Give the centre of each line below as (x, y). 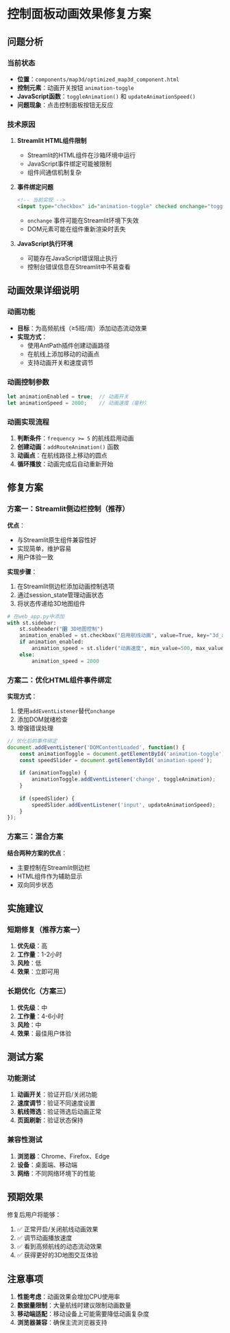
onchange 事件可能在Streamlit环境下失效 (83, 220)
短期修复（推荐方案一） (46, 930)
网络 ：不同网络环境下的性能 (56, 1173)
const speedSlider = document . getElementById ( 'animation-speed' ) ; (116, 760)
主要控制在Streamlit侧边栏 (54, 867)
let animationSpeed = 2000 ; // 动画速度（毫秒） (78, 403)
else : (27, 654)
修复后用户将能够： (34, 1215)
